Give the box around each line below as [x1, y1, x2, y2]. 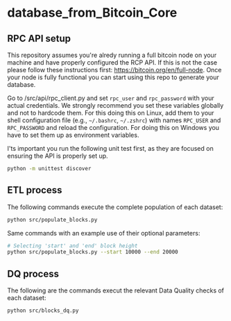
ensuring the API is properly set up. [7, 151, 109, 160]
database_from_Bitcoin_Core [7, 5, 178, 21]
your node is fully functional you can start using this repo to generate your [7, 73, 220, 81]
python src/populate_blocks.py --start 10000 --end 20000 [7, 249, 178, 256]
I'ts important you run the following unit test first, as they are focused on [7, 145, 214, 152]
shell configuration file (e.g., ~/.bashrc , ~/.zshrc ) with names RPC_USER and [7, 116, 221, 124]
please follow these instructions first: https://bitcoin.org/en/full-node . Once [7, 66, 222, 74]
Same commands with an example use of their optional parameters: [7, 229, 200, 237]
